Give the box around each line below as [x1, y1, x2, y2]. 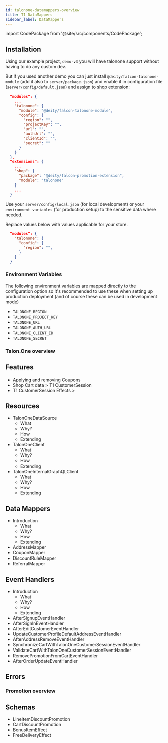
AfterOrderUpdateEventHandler [12, 658, 78, 664]
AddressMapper [12, 544, 46, 550]
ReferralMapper [12, 561, 45, 567]
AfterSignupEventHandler [12, 615, 66, 621]
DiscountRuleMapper [12, 555, 57, 561]
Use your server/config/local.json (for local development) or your [5, 201, 144, 207]
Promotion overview [5, 687, 56, 694]
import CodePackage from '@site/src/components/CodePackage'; [5, 31, 143, 37]
